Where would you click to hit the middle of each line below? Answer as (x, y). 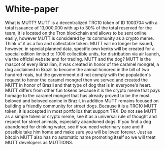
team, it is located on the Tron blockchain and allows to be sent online (76, 33)
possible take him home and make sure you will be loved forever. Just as (79, 132)
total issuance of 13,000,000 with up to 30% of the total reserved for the (79, 27)
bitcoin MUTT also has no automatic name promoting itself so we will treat (81, 137)
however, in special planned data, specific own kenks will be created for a (80, 49)
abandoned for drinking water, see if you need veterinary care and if (74, 126)
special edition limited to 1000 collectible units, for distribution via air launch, (83, 54)
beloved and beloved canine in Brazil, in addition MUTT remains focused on (82, 100)
